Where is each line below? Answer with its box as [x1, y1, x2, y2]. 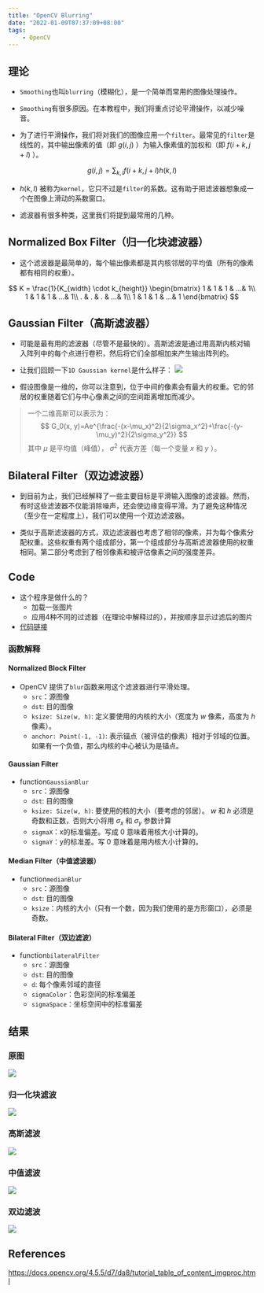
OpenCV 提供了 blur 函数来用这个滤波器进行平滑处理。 [19, 682, 194, 691]
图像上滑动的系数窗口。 [33, 194, 110, 203]
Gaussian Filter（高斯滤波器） [8, 316, 156, 331]
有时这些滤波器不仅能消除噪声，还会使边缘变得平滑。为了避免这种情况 [19, 501, 247, 510]
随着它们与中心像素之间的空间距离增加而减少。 [46, 392, 199, 401]
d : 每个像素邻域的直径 [31, 980, 101, 989]
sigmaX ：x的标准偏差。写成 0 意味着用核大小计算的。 [31, 827, 203, 837]
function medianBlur [19, 874, 82, 884]
